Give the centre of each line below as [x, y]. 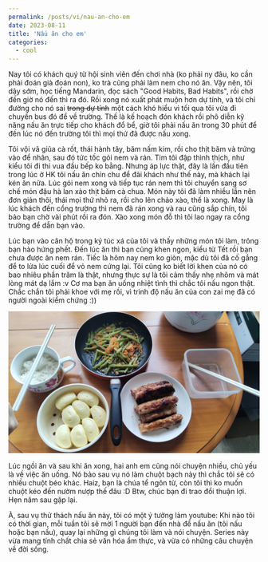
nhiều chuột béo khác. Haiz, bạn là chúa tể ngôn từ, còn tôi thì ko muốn [126, 482]
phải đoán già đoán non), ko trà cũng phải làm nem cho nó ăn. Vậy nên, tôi [130, 83]
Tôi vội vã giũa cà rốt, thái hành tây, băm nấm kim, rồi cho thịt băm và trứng [132, 149]
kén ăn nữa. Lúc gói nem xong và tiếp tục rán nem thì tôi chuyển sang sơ [128, 183]
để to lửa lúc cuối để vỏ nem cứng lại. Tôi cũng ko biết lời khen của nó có [128, 267]
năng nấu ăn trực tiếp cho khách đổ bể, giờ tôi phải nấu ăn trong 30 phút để [133, 125]
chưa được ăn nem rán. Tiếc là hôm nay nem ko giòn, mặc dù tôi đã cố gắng [133, 258]
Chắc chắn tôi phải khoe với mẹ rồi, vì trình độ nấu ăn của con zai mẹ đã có [132, 292]
